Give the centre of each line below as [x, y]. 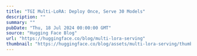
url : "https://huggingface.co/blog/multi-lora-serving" [76, 38]
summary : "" [21, 22]
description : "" [26, 17]
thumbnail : [19, 44]
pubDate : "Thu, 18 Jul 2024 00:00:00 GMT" [59, 28]
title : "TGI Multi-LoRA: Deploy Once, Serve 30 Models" [76, 11]
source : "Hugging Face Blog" [42, 33]
